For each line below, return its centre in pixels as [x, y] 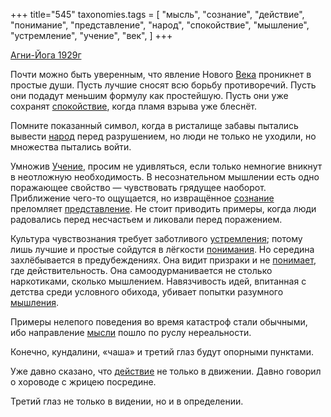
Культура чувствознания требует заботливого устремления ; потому [156, 238]
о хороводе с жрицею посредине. [83, 382]
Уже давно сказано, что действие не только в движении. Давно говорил [166, 371]
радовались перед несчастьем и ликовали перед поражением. [146, 219]
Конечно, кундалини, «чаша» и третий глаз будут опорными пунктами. [162, 352]
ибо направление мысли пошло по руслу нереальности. [131, 332]
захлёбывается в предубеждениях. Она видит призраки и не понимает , [163, 260]
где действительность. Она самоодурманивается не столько [141, 270]
